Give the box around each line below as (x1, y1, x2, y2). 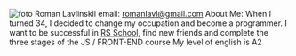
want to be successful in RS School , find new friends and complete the (9, 28, 269, 37)
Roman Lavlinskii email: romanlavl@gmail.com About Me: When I (34, 9, 272, 19)
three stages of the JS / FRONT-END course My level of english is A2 (9, 36, 262, 47)
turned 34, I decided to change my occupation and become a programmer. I (9, 18, 287, 28)
